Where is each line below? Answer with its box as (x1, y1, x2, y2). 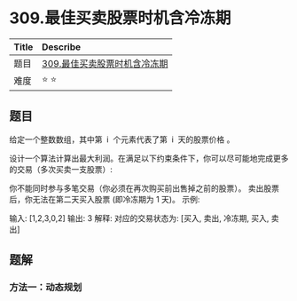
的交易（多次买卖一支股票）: (9, 163, 113, 174)
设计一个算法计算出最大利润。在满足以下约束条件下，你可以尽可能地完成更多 (9, 153, 289, 163)
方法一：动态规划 (9, 281, 82, 294)
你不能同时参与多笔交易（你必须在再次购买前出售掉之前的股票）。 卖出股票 (9, 183, 279, 194)
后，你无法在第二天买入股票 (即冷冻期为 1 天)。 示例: (9, 194, 200, 204)
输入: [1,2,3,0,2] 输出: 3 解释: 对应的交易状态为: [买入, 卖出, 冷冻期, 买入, (9, 212, 270, 223)
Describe (41, 41, 82, 53)
